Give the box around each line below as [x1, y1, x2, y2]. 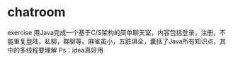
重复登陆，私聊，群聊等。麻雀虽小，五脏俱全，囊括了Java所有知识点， [13, 36, 220, 46]
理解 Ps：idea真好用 [44, 46, 104, 54]
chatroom [7, 4, 66, 20]
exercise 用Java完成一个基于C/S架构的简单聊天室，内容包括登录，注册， [7, 28, 220, 36]
